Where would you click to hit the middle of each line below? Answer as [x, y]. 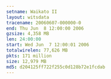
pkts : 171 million [29, 56]
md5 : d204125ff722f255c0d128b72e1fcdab [56, 67]
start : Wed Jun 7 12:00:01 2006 [48, 45]
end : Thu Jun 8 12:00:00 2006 [45, 28]
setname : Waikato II [32, 12]
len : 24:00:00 [24, 39]
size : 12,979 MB [26, 61]
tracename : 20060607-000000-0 [44, 23]
